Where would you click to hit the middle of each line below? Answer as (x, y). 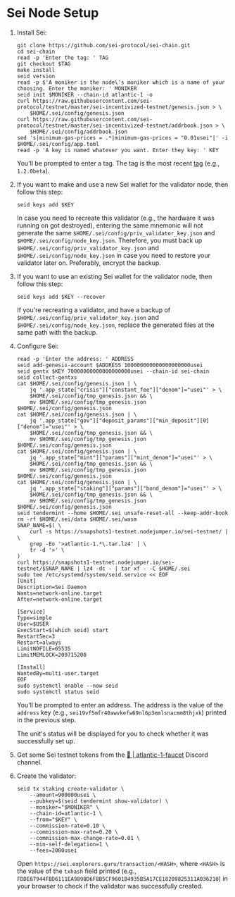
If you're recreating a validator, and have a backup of (94, 310)
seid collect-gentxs (47, 377)
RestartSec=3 (36, 636)
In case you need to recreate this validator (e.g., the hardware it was (116, 218)
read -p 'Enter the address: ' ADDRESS (75, 359)
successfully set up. (46, 741)
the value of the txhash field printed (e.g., (76, 871)
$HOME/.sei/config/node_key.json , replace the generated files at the (116, 325)
